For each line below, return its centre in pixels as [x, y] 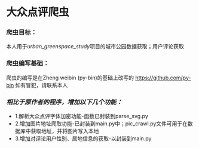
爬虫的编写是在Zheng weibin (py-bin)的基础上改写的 [70, 78]
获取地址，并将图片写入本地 [65, 131]
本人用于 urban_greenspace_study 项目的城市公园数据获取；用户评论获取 [95, 47]
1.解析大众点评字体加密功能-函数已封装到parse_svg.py [81, 116]
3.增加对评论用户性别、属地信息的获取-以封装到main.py [83, 138]
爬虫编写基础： [28, 63]
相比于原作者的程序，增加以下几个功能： [64, 102]
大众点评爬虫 [38, 12]
